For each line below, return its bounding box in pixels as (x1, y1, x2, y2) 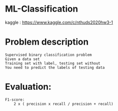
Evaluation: (5, 81, 52, 93)
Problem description (5, 36, 88, 48)
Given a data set (5, 57, 40, 62)
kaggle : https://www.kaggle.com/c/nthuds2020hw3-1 (5, 19, 113, 25)
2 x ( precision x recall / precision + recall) (14, 101, 114, 106)
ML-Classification (5, 3, 78, 15)
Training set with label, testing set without (5, 61, 101, 66)
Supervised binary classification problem (5, 52, 92, 57)
